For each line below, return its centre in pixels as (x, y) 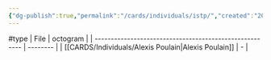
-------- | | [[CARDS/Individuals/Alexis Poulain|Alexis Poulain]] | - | (138, 47)
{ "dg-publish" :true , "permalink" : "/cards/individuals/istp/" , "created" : (131, 16)
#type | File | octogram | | (50, 38)
